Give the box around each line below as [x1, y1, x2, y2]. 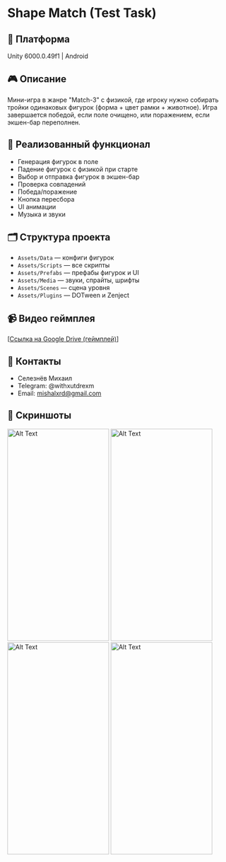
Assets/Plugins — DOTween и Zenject [17, 291, 129, 300]
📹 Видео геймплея [7, 313, 95, 325]
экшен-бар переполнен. [7, 118, 81, 127]
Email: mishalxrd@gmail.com [17, 389, 102, 397]
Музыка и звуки [17, 210, 66, 219]
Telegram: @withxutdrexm [17, 382, 95, 390]
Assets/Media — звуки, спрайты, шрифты [17, 276, 140, 284]
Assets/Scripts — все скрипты [17, 261, 110, 269]
